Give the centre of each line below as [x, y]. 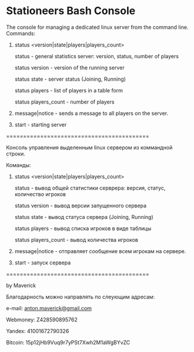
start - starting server [41, 124]
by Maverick [21, 285]
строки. [16, 154]
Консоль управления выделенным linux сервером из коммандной [89, 147]
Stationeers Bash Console [71, 11]
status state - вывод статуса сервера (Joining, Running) [84, 217]
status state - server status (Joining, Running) [70, 79]
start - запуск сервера [43, 263]
